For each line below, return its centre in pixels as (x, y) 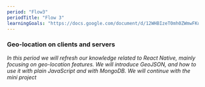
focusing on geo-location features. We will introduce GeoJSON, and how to (102, 64)
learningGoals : (26, 23)
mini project (22, 77)
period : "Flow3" (27, 12)
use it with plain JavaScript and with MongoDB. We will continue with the (99, 71)
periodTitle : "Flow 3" (36, 18)
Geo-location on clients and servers (61, 44)
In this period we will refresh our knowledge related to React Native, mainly (101, 58)
